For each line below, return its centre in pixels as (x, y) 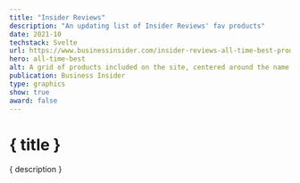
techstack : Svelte (43, 42)
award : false (33, 100)
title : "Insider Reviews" (57, 17)
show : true (29, 92)
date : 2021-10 (36, 34)
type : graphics (37, 84)
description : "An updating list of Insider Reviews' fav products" (137, 26)
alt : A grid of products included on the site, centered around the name (150, 68)
